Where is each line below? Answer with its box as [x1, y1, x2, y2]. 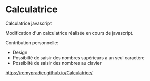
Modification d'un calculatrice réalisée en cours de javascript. [5, 30, 134, 36]
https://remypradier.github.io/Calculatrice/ [5, 69, 93, 76]
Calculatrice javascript [5, 20, 52, 26]
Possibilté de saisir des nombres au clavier [12, 60, 102, 66]
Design [12, 49, 28, 55]
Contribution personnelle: [5, 39, 59, 46]
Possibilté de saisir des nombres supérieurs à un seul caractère [12, 54, 145, 61]
